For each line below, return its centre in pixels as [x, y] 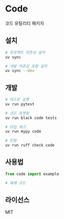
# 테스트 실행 [17, 100]
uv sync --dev [20, 71]
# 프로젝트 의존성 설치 [25, 52]
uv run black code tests [31, 118]
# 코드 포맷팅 [17, 113]
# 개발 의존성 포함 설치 [26, 66]
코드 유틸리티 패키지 [24, 23]
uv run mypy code [23, 132]
